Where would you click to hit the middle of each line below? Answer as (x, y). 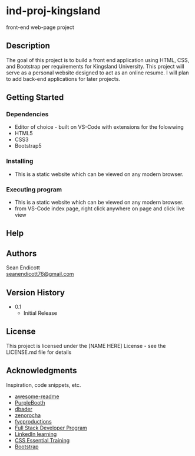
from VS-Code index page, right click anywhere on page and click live (100, 209)
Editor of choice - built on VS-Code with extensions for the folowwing (99, 127)
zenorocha (28, 415)
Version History (35, 293)
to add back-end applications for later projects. (63, 79)
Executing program (34, 189)
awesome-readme (37, 396)
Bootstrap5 (28, 146)
